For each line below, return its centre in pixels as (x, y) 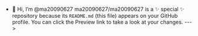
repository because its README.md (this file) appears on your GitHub (95, 16)
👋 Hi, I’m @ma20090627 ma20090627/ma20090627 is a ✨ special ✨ (98, 9)
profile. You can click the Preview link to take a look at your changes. (97, 22)
